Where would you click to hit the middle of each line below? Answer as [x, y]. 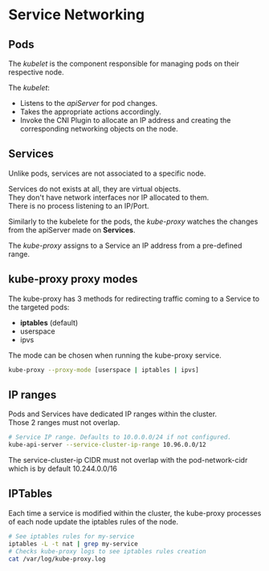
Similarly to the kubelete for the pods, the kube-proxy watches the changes [133, 221]
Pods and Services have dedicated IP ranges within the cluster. [113, 414]
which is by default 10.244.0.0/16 [63, 469]
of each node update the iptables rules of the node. [94, 521]
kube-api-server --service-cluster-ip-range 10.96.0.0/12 [107, 445]
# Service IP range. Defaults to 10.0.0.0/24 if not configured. [120, 437]
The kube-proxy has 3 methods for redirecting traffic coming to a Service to [134, 298]
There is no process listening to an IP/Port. [79, 205]
